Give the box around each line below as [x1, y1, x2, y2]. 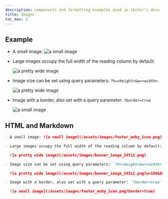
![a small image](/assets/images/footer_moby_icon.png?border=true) [9, 189, 155, 194]
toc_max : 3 [5, 17, 28, 22]
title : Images [5, 12, 35, 17]
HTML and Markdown [5, 121, 74, 130]
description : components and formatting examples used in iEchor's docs [5, 7, 160, 13]
